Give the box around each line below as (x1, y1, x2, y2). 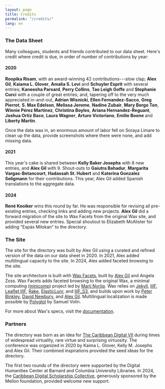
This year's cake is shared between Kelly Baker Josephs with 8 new (5, 160, 144, 165)
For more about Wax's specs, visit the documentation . (5, 308, 115, 314)
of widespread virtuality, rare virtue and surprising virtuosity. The (5, 337, 137, 343)
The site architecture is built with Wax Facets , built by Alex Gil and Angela (5, 273, 154, 279)
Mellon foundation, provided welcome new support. (5, 378, 110, 384)
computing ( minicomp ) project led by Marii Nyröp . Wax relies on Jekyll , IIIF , (5, 283, 158, 289)
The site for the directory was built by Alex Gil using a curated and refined (5, 247, 155, 254)
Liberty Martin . (5, 118, 36, 124)
